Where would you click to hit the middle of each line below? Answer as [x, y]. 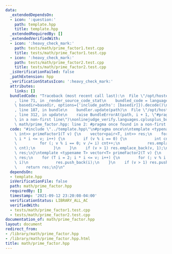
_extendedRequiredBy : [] [36, 34]
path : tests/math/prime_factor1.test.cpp [59, 48]
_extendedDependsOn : [32, 15]
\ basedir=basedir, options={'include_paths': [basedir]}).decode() [89, 105]
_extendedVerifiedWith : [35, 39]
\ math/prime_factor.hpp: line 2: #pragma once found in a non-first [90, 124]
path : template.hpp [35, 24]
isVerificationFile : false [39, 182]
